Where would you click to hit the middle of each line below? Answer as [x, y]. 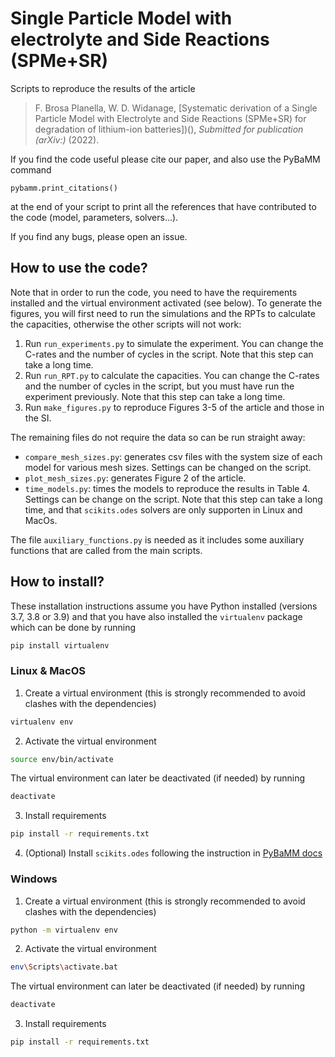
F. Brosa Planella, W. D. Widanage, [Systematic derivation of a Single [176, 108]
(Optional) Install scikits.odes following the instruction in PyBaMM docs [173, 853]
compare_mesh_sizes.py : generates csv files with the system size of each [173, 456]
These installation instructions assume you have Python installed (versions [164, 606]
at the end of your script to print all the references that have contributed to [163, 206]
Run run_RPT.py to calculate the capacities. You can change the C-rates [172, 375]
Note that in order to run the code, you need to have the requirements [154, 292]
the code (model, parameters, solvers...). [94, 217]
